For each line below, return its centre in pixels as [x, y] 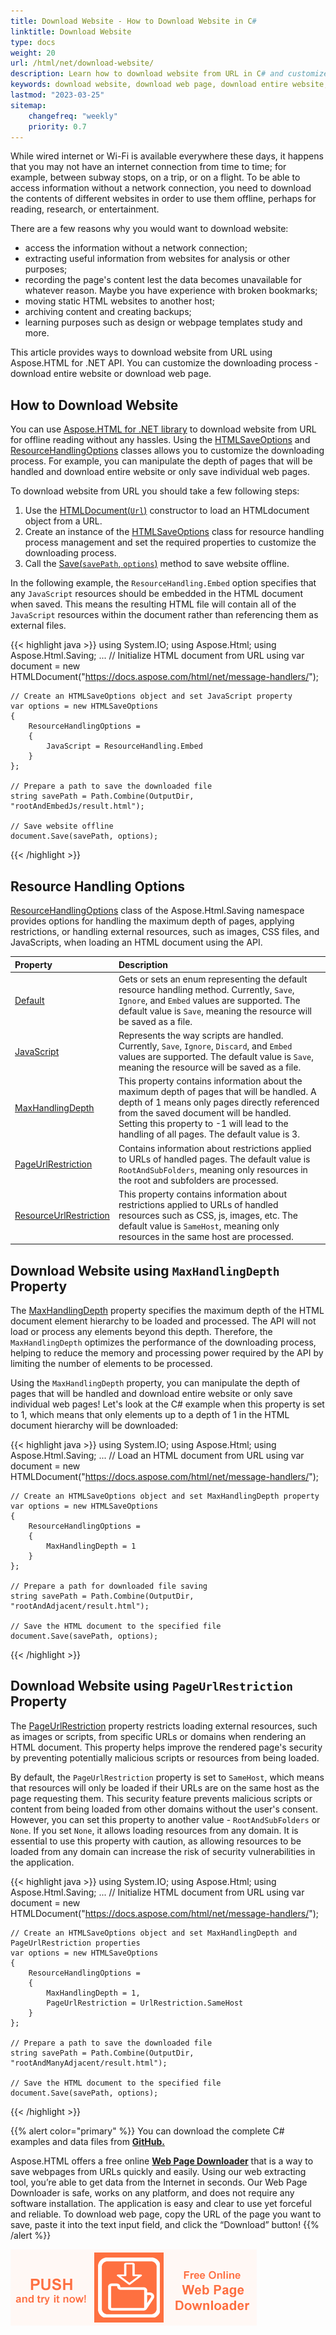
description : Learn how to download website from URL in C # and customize [169, 74]
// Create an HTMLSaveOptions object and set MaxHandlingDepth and [154, 1933]
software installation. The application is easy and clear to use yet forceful [161, 2203]
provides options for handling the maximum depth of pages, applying [152, 921]
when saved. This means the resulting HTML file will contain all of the [153, 604]
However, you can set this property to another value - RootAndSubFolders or [165, 1819]
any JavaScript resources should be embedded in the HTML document [156, 594]
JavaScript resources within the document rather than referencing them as [164, 615]
